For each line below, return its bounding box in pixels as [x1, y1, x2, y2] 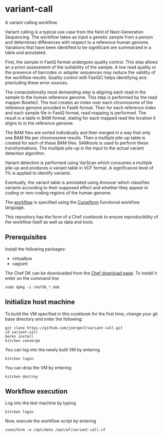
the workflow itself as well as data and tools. [5, 219, 94, 225]
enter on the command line [5, 275, 59, 281]
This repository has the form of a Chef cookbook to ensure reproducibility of [5, 214, 159, 219]
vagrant [12, 260, 28, 266]
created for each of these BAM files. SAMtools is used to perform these [5, 140, 148, 146]
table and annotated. [5, 50, 47, 55]
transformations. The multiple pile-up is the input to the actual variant [5, 145, 144, 151]
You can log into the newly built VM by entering [5, 346, 100, 352]
